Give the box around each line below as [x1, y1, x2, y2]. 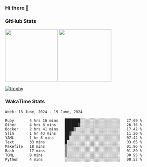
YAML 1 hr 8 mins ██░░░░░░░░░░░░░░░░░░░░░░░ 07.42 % [5, 135, 142, 140]
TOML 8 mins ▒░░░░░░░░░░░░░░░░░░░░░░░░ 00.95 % [5, 153, 142, 158]
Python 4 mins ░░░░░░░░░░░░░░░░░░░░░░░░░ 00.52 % [5, 157, 142, 162]
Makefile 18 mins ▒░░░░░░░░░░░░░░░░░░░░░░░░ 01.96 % [5, 144, 142, 149]
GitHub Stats [5, 17, 37, 24]
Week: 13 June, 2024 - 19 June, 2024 [5, 109, 83, 114]
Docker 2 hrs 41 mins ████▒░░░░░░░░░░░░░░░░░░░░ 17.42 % [5, 126, 142, 131]
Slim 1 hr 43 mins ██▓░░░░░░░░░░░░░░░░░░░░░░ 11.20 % [5, 131, 142, 136]
